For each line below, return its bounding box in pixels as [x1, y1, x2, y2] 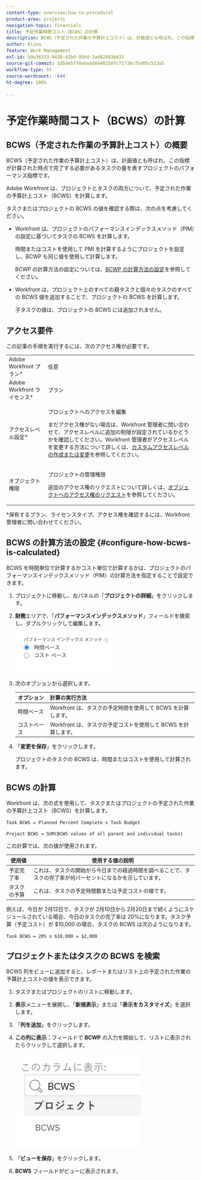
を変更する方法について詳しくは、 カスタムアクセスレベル [47, 444, 190, 451]
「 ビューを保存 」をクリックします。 [14, 1155, 104, 1162]
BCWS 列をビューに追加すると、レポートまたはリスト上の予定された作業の [6, 968, 191, 975]
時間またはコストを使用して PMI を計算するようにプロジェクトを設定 [14, 245, 185, 253]
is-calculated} [6, 547, 61, 558]
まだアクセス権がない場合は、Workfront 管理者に [47, 421, 169, 429]
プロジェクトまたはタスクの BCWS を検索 [6, 951, 160, 961]
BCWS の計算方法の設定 [6, 538, 96, 548]
